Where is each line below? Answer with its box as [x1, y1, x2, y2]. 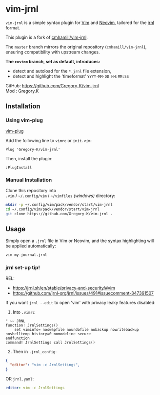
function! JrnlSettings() [5, 322, 58, 328]
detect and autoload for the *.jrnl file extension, [12, 68, 111, 74]
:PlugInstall [5, 165, 32, 170]
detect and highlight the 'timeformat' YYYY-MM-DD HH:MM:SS [12, 73, 129, 79]
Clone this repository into [5, 187, 57, 193]
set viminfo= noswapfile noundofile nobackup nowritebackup [14, 327, 139, 332]
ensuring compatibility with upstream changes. [5, 49, 100, 55]
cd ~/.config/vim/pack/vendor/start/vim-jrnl [5, 207, 100, 212]
